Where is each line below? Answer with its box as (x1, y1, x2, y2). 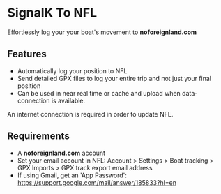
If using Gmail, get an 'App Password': (17, 171, 128, 179)
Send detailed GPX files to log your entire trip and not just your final (17, 74, 211, 82)
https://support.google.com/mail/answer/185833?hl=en (17, 178, 176, 186)
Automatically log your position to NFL (17, 66, 128, 75)
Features (7, 48, 47, 60)
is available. (51, 96, 86, 105)
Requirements (7, 130, 70, 142)
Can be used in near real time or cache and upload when (17, 89, 181, 97)
